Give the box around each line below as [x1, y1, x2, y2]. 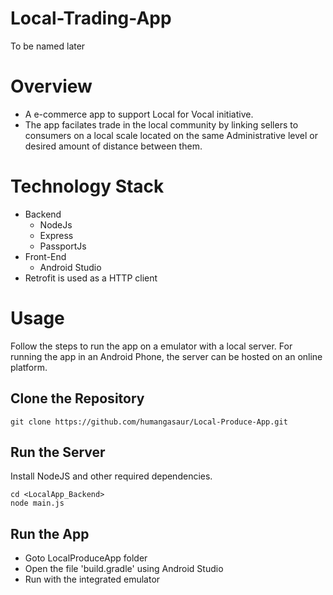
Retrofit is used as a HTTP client [24, 272, 158, 284]
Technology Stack [10, 175, 165, 198]
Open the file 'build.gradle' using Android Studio [24, 563, 224, 575]
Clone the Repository [10, 390, 145, 407]
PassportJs [39, 240, 87, 252]
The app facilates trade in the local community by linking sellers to [24, 118, 299, 131]
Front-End [24, 250, 67, 262]
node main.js [10, 498, 65, 509]
